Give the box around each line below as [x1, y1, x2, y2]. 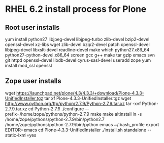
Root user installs [5, 23, 60, 32]
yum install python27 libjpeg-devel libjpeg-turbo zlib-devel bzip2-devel [5, 36, 150, 42]
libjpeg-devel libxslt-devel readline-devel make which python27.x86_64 [5, 47, 150, 52]
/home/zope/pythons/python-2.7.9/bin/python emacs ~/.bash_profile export [5, 121, 159, 127]
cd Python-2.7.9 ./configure [28, 105, 84, 112]
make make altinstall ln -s [90, 111, 142, 117]
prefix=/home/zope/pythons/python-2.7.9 [5, 111, 90, 117]
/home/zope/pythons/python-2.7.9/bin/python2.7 [5, 116, 105, 122]
